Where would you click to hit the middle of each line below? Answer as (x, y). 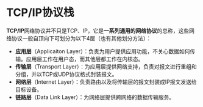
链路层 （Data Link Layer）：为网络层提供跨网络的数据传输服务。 (95, 97)
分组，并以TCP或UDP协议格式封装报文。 (66, 74)
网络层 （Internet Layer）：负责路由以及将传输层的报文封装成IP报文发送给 (106, 82)
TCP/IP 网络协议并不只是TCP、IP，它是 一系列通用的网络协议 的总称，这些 (98, 31)
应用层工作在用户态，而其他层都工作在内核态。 (85, 59)
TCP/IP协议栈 (40, 13)
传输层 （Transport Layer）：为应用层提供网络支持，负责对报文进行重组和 (106, 66)
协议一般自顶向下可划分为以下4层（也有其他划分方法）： (81, 38)
